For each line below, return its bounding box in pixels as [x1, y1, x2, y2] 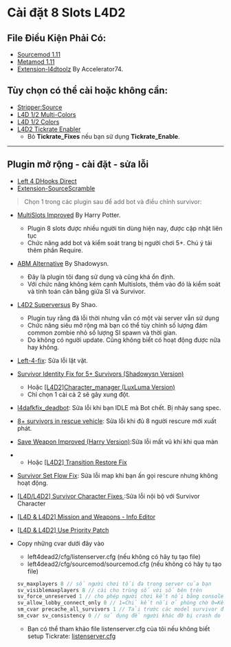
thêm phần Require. [27, 246, 84, 254]
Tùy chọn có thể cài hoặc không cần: [7, 84, 168, 97]
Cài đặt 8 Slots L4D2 [7, 5, 126, 21]
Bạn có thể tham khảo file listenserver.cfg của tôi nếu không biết [27, 624, 210, 633]
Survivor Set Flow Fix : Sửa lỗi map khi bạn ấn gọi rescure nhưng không [16, 471, 219, 479]
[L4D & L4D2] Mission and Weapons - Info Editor [16, 512, 156, 521]
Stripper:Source [16, 103, 63, 111]
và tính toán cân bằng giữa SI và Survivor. [27, 287, 146, 295]
